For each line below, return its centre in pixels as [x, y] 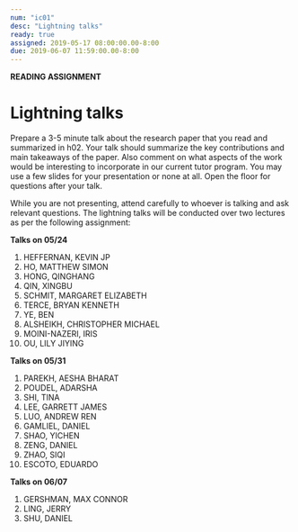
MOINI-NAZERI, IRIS [60, 334]
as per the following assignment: [70, 222]
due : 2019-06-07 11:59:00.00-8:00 [75, 51]
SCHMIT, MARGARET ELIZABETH [85, 296]
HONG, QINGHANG [59, 276]
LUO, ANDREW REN [60, 417]
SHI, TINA [41, 398]
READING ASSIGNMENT [56, 77]
